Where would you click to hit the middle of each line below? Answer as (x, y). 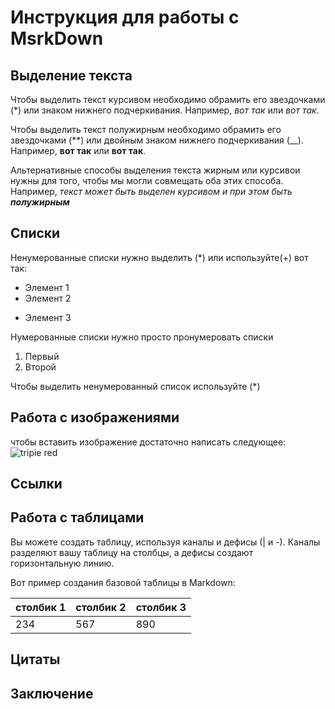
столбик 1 (41, 607)
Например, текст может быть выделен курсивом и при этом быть (151, 191)
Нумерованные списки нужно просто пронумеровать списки (142, 337)
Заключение (52, 693)
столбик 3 (161, 607)
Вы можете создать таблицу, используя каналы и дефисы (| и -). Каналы (165, 542)
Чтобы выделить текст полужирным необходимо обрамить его (146, 129)
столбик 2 (101, 607)
